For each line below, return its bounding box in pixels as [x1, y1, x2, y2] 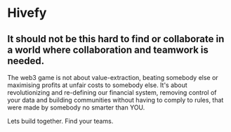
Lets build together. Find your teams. [7, 117, 114, 125]
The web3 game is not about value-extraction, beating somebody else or [7, 74, 219, 81]
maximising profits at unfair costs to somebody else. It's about [7, 81, 187, 89]
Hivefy [7, 5, 47, 21]
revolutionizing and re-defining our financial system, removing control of [7, 88, 217, 96]
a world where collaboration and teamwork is [7, 44, 209, 55]
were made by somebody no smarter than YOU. [7, 103, 145, 112]
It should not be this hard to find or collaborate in [7, 33, 225, 45]
